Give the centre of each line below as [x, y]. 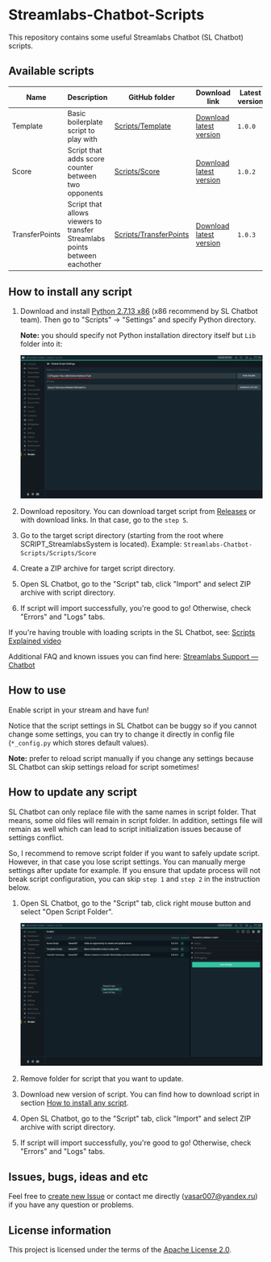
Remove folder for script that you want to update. [102, 1079]
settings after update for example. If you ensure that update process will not [134, 870]
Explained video [35, 641]
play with [83, 139]
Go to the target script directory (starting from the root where [122, 536]
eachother [85, 264]
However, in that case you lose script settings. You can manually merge [127, 862]
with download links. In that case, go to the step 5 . [104, 520]
